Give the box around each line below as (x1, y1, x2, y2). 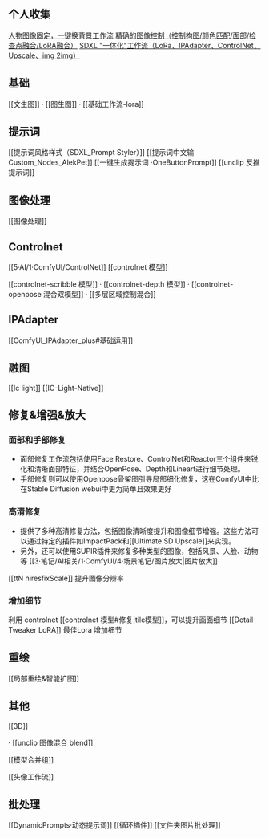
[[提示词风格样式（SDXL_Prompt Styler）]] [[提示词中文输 (8, 148, 195, 157)
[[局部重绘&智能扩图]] (8, 673, 80, 683)
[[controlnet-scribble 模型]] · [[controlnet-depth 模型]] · (8, 279, 190, 289)
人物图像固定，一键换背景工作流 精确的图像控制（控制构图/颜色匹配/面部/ (8, 31, 250, 40)
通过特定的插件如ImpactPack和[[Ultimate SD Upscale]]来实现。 (26, 536, 236, 546)
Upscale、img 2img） (8, 51, 80, 60)
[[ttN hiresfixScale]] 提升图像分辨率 (8, 573, 124, 583)
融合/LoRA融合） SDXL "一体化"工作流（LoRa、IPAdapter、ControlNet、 (22, 40, 261, 50)
